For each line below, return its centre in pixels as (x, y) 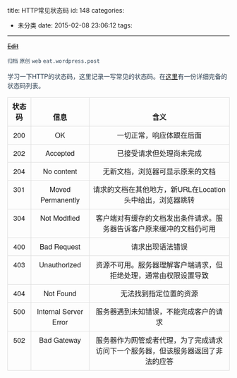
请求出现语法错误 (159, 246)
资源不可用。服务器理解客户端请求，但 (159, 264)
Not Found (60, 293)
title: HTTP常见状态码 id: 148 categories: (66, 10)
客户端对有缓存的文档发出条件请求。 (156, 218)
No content (60, 171)
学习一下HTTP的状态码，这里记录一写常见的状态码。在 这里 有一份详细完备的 (117, 76)
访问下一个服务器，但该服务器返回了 (156, 350)
